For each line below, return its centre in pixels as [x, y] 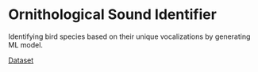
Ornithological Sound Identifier [112, 15]
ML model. [26, 44]
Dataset [21, 60]
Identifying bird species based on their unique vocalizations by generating [129, 36]
